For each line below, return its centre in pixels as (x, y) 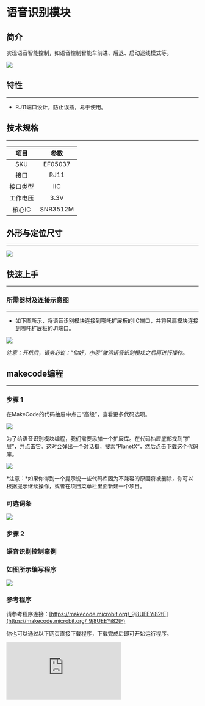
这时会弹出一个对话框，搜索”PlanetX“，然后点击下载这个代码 (122, 446)
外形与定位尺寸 (34, 233)
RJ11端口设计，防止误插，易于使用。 (61, 107)
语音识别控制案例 (31, 551)
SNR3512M (57, 209)
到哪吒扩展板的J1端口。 (45, 328)
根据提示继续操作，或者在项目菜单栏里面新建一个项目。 (76, 486)
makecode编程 (35, 373)
